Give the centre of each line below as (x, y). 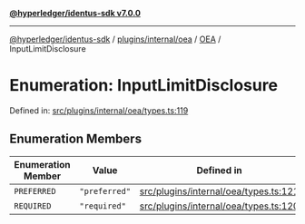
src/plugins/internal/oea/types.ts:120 (219, 206)
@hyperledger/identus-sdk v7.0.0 (75, 13)
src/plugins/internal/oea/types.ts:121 (219, 191)
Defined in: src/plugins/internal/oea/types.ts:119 (99, 110)
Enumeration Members (76, 139)
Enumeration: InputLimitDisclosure (144, 86)
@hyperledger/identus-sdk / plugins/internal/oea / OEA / (115, 39)
